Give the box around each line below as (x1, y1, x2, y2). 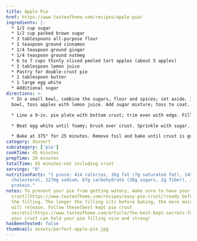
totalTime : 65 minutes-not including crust (6, 160, 114, 166)
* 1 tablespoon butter (11, 74, 67, 80)
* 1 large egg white (11, 80, 62, 86)
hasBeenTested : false (6, 221, 59, 227)
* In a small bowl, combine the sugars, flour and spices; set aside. (11, 96, 188, 102)
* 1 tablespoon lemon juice (11, 63, 80, 69)
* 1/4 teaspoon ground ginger (11, 47, 85, 53)
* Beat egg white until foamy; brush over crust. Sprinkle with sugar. (11, 123, 191, 129)
